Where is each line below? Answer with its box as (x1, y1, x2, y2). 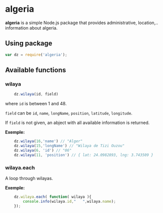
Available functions (5, 66, 66, 74)
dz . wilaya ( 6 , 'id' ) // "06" (14, 148, 72, 153)
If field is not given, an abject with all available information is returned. (5, 120, 150, 126)
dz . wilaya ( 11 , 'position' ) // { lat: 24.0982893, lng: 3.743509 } (14, 152, 154, 157)
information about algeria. (5, 25, 58, 30)
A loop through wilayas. (5, 175, 53, 181)
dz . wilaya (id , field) (14, 92, 58, 97)
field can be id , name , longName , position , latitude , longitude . (5, 110, 132, 116)
